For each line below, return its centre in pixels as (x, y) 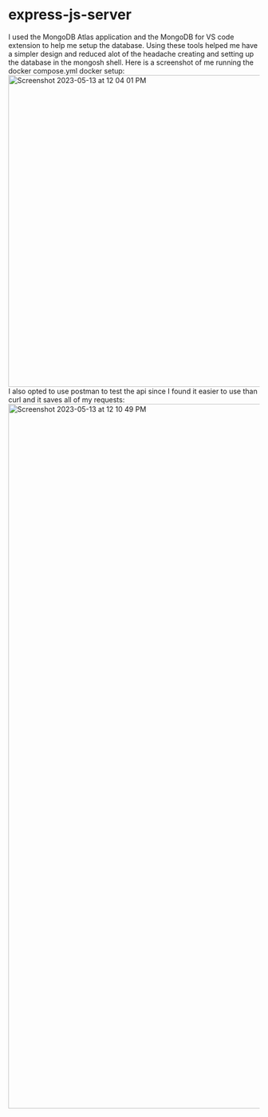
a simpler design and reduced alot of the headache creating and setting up (131, 54)
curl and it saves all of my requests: (67, 399)
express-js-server (70, 15)
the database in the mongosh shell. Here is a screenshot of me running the (131, 62)
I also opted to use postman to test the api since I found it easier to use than (133, 391)
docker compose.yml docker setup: (67, 70)
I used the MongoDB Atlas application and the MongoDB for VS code (121, 37)
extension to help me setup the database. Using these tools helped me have (133, 45)
